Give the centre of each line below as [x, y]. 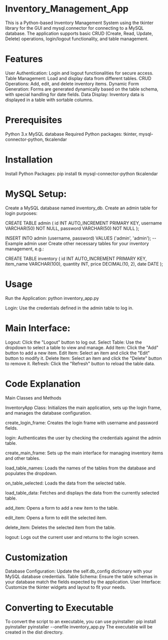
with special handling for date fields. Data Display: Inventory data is [75, 94]
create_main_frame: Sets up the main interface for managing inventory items [84, 453]
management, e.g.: [25, 249]
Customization [36, 557]
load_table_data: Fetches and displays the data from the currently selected [82, 493]
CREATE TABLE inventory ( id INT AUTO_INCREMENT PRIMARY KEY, [76, 258]
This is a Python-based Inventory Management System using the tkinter [79, 23]
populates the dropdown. [31, 473]
